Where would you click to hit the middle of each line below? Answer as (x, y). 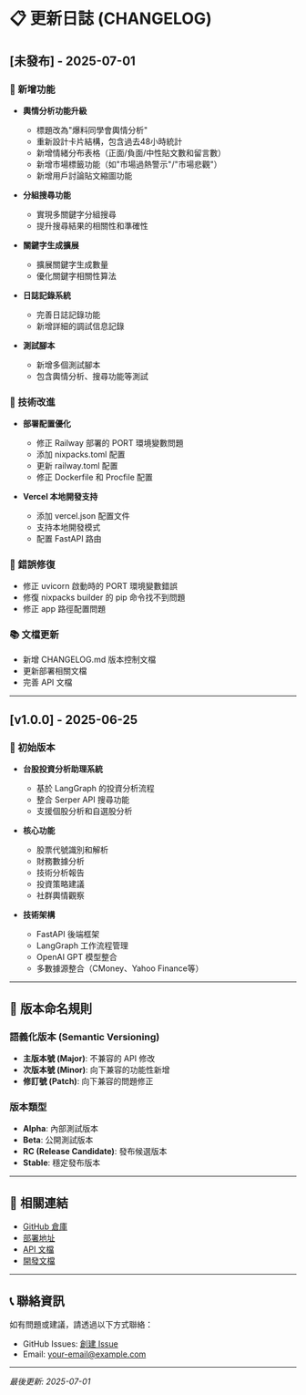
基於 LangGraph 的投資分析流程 (95, 789)
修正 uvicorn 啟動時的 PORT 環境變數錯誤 (100, 586)
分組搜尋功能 (46, 195)
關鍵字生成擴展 (51, 245)
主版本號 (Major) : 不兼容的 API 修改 (89, 1059)
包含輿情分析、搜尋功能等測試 (92, 376)
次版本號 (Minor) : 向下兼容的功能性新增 (96, 1070)
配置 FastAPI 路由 (69, 539)
